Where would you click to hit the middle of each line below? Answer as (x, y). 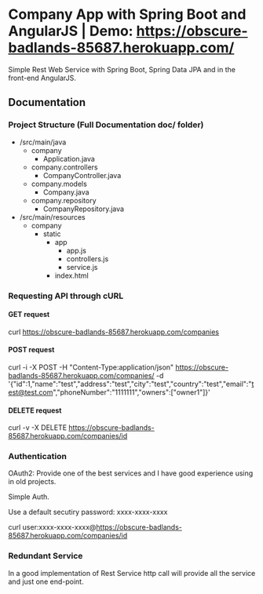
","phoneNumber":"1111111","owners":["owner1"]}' (131, 392)
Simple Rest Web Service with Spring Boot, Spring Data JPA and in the (122, 69)
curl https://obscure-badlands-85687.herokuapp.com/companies (114, 332)
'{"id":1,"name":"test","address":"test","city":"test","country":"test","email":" (130, 384)
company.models (59, 184)
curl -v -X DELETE (38, 428)
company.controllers (64, 167)
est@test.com (31, 392)
